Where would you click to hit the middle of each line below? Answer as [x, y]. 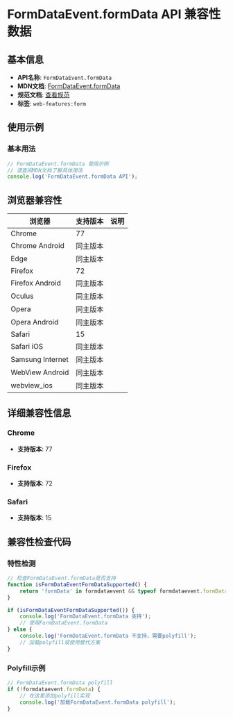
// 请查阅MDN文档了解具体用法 [45, 170]
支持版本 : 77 [35, 449]
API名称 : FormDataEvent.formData [64, 77]
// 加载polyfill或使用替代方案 [60, 642]
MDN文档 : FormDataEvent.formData [69, 86]
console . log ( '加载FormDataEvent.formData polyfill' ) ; [98, 702]
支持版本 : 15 [34, 518]
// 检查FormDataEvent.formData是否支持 [62, 578]
